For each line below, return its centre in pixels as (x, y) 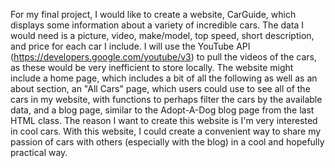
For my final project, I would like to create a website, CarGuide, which (153, 14)
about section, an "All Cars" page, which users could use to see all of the (160, 88)
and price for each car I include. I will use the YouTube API (130, 46)
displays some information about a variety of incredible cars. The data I (157, 25)
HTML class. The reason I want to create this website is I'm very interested (164, 120)
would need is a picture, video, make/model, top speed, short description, (162, 35)
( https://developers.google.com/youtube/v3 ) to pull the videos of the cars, (163, 57)
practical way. (39, 152)
